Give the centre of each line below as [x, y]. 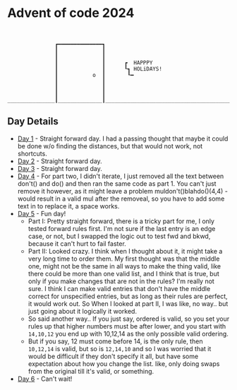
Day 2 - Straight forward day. [60, 161]
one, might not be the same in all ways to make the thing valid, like [124, 266]
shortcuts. [32, 153]
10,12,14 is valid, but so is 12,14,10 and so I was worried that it [120, 348]
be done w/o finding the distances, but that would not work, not [110, 146]
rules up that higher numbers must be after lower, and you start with [127, 326]
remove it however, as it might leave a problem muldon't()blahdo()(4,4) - [122, 191]
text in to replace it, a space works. [68, 206]
